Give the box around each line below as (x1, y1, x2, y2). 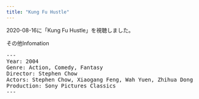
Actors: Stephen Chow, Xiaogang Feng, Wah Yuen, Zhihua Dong (6, 76, 194, 83)
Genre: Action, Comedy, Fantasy (6, 64, 103, 71)
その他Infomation (6, 39, 49, 46)
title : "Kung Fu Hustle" (6, 9, 70, 15)
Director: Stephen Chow (6, 70, 78, 77)
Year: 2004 (6, 57, 39, 65)
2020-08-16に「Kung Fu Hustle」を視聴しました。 (6, 26, 134, 34)
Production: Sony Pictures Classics (6, 82, 116, 89)
